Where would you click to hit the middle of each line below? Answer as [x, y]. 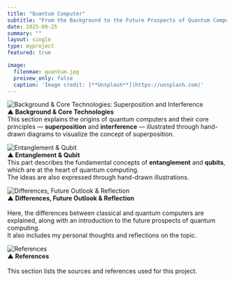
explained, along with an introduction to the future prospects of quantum [111, 221]
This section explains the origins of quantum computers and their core [108, 119]
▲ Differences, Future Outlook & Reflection [71, 198]
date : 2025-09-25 [32, 27]
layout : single [29, 40]
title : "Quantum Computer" [46, 14]
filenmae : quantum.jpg [46, 72]
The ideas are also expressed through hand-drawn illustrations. [98, 177]
